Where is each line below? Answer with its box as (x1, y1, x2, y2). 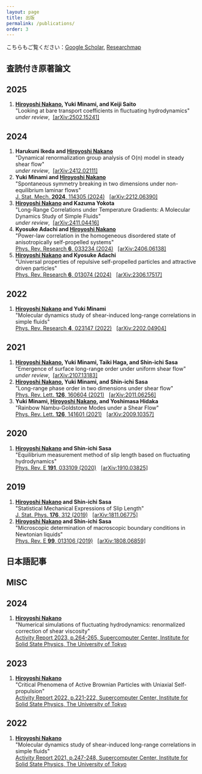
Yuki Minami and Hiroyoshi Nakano (15, 174, 106, 181)
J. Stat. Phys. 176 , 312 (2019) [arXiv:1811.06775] (15, 511, 139, 518)
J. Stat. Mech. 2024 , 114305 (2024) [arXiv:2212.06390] (15, 193, 158, 201)
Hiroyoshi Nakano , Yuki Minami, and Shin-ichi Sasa (15, 378, 148, 385)
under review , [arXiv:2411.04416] (15, 219, 99, 226)
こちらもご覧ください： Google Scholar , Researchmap (6, 43, 142, 51)
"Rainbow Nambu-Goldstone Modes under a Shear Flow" (15, 404, 159, 411)
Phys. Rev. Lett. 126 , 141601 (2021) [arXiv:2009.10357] (15, 411, 154, 418)
